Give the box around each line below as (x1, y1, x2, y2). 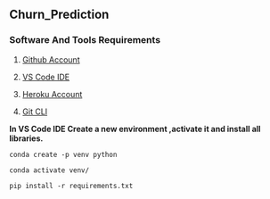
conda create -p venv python (9, 150, 118, 159)
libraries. (9, 133, 44, 144)
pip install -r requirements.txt (9, 181, 134, 190)
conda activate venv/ (9, 165, 90, 175)
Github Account (21, 54, 80, 65)
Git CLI (21, 106, 48, 117)
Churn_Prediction (9, 7, 110, 22)
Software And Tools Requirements (9, 34, 161, 46)
